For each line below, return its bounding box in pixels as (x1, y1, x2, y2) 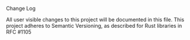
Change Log (6, 5, 36, 12)
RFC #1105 (6, 28, 32, 35)
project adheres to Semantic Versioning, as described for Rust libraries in (6, 23, 182, 29)
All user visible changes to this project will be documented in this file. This (6, 16, 185, 23)
